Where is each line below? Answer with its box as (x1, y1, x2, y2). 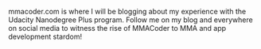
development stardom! (8, 32, 82, 41)
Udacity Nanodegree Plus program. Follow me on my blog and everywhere (8, 15, 253, 24)
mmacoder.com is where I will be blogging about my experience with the (8, 7, 247, 16)
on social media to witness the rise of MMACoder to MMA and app (8, 24, 227, 32)
